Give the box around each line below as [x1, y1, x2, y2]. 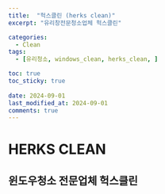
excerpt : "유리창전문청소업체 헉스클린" [8, 19, 122, 27]
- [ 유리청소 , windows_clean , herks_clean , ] [15, 55, 159, 63]
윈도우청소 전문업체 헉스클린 [8, 173, 139, 187]
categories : [8, 33, 48, 41]
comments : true [8, 106, 59, 115]
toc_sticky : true [8, 77, 66, 85]
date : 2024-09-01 [8, 92, 66, 100]
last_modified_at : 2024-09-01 [8, 99, 109, 107]
